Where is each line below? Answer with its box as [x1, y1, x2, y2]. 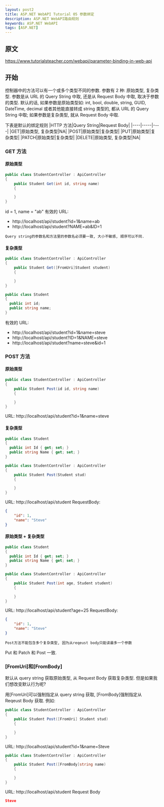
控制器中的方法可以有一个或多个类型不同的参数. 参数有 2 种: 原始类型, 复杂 [5, 87, 155, 93]
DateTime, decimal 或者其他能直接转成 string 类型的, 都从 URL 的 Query [5, 106, 149, 112]
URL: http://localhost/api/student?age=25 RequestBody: [5, 608, 118, 614]
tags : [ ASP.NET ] [5, 25, 38, 30]
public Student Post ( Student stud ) [14, 472, 87, 477]
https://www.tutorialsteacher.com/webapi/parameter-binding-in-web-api [5, 58, 152, 64]
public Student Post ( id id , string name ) [14, 386, 99, 391]
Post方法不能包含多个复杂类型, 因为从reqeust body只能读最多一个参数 [5, 640, 132, 645]
